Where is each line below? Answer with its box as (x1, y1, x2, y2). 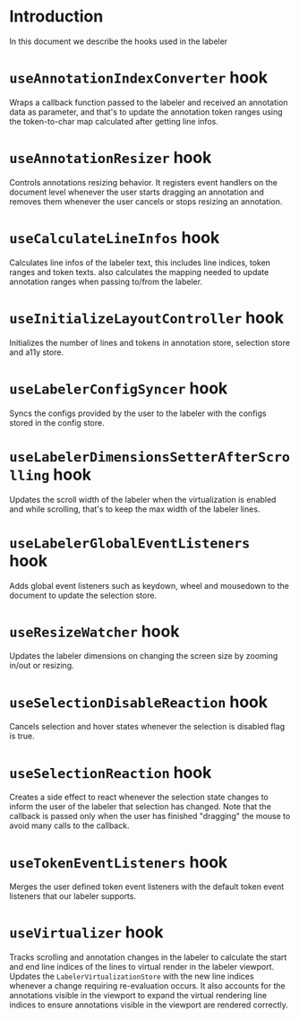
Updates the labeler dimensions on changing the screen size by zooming (9, 651, 278, 661)
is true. (9, 730, 36, 741)
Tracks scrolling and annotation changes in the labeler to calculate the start (9, 952, 287, 963)
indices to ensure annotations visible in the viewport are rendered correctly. (9, 999, 288, 1010)
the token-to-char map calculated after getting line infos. (9, 116, 219, 126)
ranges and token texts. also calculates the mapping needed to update (9, 266, 269, 277)
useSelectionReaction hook (9, 762, 212, 782)
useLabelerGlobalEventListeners (9, 535, 251, 552)
